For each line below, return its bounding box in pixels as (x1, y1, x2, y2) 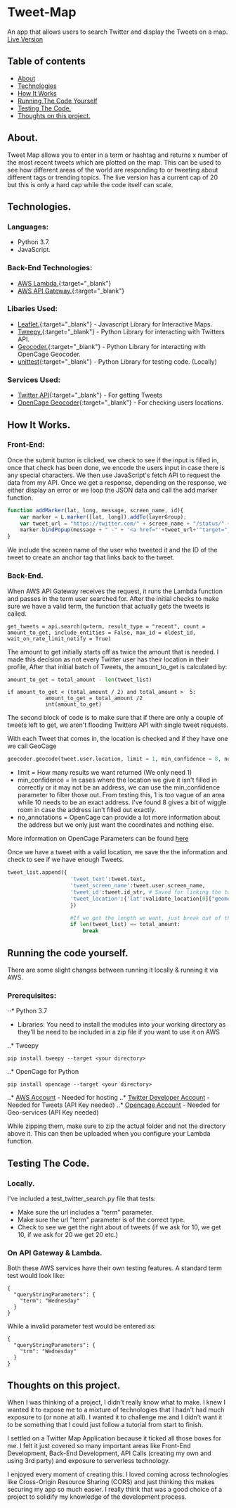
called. (7, 609, 27, 618)
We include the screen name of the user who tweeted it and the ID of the (7, 546, 218, 555)
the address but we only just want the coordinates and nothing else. (17, 820, 214, 829)
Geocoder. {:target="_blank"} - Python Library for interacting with (17, 342, 206, 350)
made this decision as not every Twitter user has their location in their (7, 655, 209, 664)
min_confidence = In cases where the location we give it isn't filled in (17, 775, 218, 785)
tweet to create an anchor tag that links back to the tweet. (7, 553, 175, 562)
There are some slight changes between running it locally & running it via (7, 965, 218, 974)
